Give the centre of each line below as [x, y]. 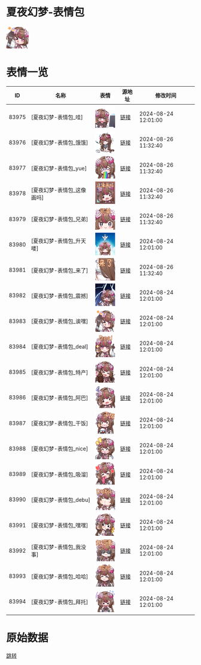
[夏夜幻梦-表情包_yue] [59, 168]
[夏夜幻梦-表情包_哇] [57, 117]
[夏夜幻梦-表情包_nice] [60, 449]
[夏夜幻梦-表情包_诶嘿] [60, 321]
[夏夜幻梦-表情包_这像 [59, 190]
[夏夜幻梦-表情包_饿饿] [60, 143]
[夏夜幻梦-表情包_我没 [59, 547]
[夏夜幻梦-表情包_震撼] [60, 295]
